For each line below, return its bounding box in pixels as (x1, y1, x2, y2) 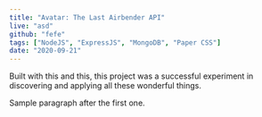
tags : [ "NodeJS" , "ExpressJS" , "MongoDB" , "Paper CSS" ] (9, 38, 221, 47)
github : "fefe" (9, 29, 66, 38)
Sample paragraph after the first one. (9, 97, 145, 108)
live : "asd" (9, 21, 53, 30)
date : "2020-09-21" (9, 46, 82, 55)
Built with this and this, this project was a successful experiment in (9, 71, 254, 81)
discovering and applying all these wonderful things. (9, 80, 202, 91)
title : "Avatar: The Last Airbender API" (9, 13, 166, 22)
